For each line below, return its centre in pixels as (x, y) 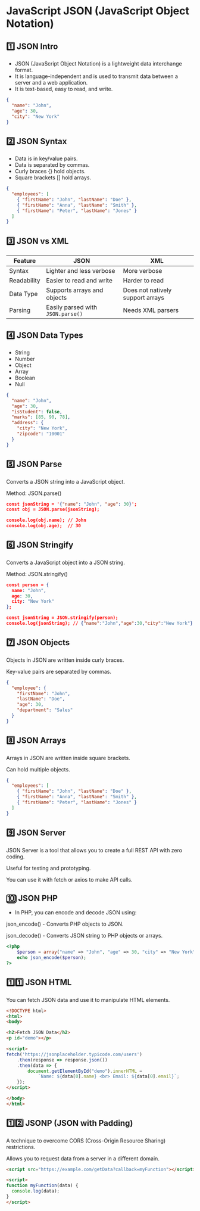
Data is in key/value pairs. (46, 158)
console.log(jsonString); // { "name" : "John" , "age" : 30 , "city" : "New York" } (100, 624)
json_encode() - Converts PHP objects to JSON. (65, 924)
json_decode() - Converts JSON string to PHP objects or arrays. (85, 936)
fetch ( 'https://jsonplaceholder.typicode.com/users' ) (74, 1054)
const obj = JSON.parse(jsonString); (53, 510)
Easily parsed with (71, 307)
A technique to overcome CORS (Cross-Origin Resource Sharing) (86, 1140)
